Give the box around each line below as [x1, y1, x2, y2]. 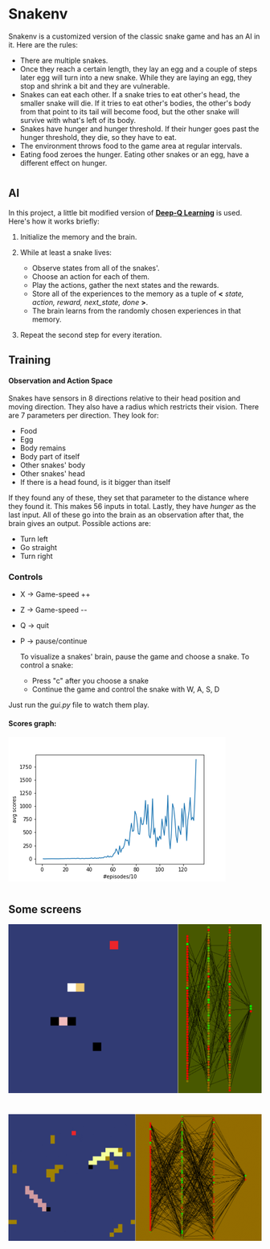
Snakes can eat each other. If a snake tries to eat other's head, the [19, 89, 241, 99]
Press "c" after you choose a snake [31, 676, 149, 686]
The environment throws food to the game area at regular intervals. [19, 141, 243, 150]
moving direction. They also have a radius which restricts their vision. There [8, 402, 260, 412]
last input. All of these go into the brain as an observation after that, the [8, 510, 244, 520]
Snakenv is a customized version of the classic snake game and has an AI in [8, 31, 260, 41]
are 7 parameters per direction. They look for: [8, 411, 159, 421]
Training [8, 353, 51, 367]
